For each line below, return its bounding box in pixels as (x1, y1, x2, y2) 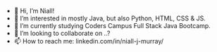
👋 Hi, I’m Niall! (13, 7, 55, 15)
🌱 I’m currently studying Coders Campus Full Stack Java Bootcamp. (13, 22, 211, 30)
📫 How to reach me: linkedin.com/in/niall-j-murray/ (13, 37, 164, 45)
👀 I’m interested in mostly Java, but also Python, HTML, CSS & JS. (13, 14, 206, 22)
